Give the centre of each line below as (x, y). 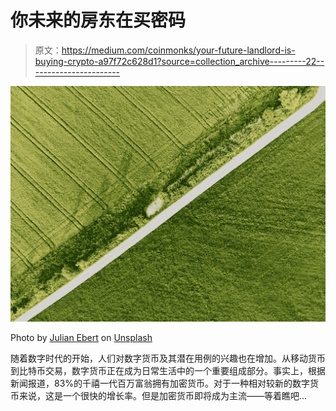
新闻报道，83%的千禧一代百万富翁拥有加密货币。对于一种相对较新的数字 (160, 383)
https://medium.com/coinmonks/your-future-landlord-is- (178, 50)
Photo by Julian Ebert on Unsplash (81, 338)
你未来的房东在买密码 (98, 20)
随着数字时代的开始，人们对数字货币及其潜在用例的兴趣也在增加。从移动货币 (168, 358)
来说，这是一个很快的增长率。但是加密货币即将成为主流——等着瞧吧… (163, 396)
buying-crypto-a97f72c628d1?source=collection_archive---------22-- (179, 61)
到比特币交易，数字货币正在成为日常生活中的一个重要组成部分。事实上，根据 (168, 371)
